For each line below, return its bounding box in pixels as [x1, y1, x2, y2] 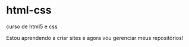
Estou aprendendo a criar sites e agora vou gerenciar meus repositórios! [6, 34, 184, 41]
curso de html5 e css [6, 23, 58, 30]
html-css [6, 4, 52, 17]
